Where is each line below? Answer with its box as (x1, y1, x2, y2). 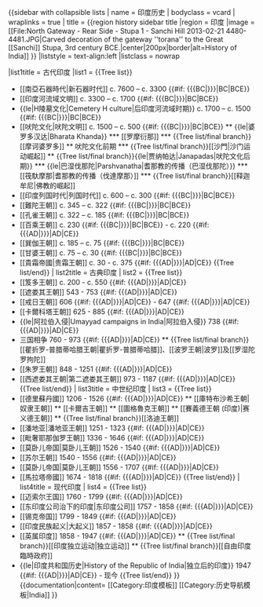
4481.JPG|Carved (8, 35, 66, 44)
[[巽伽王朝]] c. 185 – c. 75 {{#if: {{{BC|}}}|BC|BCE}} (19, 239, 185, 247)
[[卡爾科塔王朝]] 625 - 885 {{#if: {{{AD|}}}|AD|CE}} (19, 307, 184, 316)
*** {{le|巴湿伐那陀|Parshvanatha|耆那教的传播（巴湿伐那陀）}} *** (34, 161, 249, 170)
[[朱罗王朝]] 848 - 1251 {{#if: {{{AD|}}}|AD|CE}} (19, 364, 173, 374)
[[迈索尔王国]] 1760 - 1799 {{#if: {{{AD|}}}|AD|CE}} (19, 492, 183, 501)
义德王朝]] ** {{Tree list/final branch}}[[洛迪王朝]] (19, 414, 179, 422)
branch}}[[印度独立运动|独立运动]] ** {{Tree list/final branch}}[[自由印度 (19, 541, 251, 550)
